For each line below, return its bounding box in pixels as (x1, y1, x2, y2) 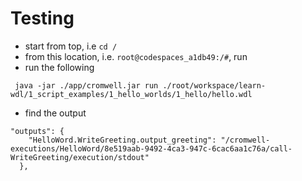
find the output (24, 107, 87, 119)
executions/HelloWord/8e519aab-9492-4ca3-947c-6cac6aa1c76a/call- (10, 143, 293, 154)
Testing (10, 7, 75, 30)
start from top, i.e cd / (24, 40, 118, 52)
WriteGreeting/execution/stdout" (10, 152, 150, 162)
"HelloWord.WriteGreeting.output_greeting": (28, 135, 217, 145)
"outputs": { (10, 126, 65, 136)
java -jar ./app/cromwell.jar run (14, 80, 159, 91)
